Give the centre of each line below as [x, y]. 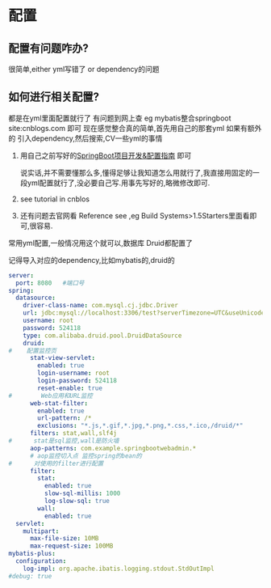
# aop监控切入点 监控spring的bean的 [86, 456]
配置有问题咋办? [48, 48]
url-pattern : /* [65, 418]
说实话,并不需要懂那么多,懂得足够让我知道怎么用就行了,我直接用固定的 [136, 172]
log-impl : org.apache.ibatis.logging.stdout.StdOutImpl [119, 569]
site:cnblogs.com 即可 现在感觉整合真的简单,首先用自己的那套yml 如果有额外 [135, 128]
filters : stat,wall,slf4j [73, 434]
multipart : [41, 531]
